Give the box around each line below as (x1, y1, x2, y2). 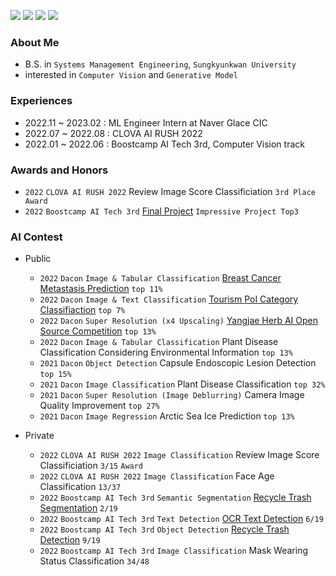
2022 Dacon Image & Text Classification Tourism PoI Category (39, 293, 299, 305)
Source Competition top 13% (39, 325, 157, 337)
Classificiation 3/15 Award (39, 460, 144, 472)
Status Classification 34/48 (39, 555, 150, 567)
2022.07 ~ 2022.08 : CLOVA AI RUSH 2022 (24, 127, 203, 139)
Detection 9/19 (39, 534, 101, 546)
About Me (10, 35, 60, 49)
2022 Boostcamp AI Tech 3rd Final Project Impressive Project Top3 (24, 205, 299, 217)
